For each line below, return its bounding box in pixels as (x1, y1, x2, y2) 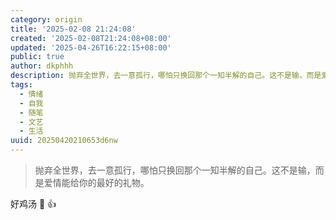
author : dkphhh (10, 61, 74, 71)
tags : (10, 80, 33, 90)
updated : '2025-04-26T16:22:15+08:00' (10, 42, 172, 53)
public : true (10, 52, 65, 62)
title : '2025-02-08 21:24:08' (10, 24, 137, 34)
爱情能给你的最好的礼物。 (43, 177, 150, 188)
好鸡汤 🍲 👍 (10, 198, 57, 210)
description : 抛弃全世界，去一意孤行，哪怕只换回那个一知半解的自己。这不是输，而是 (10, 71, 322, 81)
